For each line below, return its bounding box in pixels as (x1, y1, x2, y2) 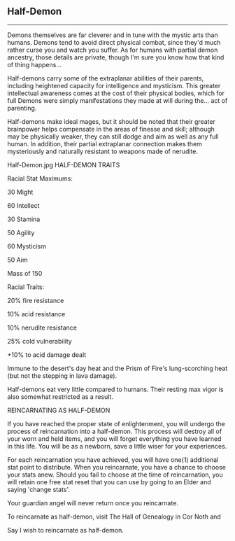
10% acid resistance (7, 309, 66, 318)
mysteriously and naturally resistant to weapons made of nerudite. (7, 147, 198, 155)
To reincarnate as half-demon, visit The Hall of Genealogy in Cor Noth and (7, 512, 222, 521)
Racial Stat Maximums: (7, 174, 73, 183)
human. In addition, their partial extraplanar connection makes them (7, 139, 203, 148)
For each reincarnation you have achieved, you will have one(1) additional (7, 455, 219, 464)
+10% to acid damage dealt (7, 350, 87, 359)
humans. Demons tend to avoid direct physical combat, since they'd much (7, 38, 221, 46)
